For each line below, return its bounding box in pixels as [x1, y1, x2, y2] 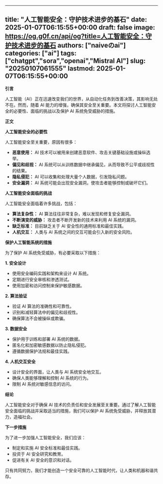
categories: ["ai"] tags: [5, 49, 77, 57]
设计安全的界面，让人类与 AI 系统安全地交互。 [12, 369, 104, 375]
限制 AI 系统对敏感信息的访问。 [12, 381, 74, 387]
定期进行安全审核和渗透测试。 [12, 276, 72, 282]
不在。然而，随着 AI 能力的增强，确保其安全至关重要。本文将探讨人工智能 [5, 102, 152, 108]
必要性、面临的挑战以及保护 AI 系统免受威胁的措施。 [13, 108, 118, 114]
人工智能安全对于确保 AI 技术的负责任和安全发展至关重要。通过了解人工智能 [5, 402, 156, 408]
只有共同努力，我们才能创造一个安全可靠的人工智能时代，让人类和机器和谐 [5, 467, 154, 473]
